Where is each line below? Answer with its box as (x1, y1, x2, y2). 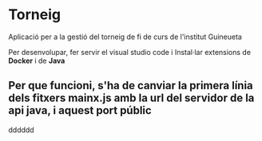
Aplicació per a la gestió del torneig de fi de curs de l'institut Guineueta (8, 32, 242, 41)
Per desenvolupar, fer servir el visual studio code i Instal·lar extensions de (8, 47, 252, 57)
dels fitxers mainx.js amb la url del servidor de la (8, 92, 255, 105)
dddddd (8, 125, 34, 135)
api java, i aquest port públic (8, 104, 152, 117)
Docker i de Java (8, 56, 65, 65)
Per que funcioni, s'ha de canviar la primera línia (8, 79, 253, 92)
